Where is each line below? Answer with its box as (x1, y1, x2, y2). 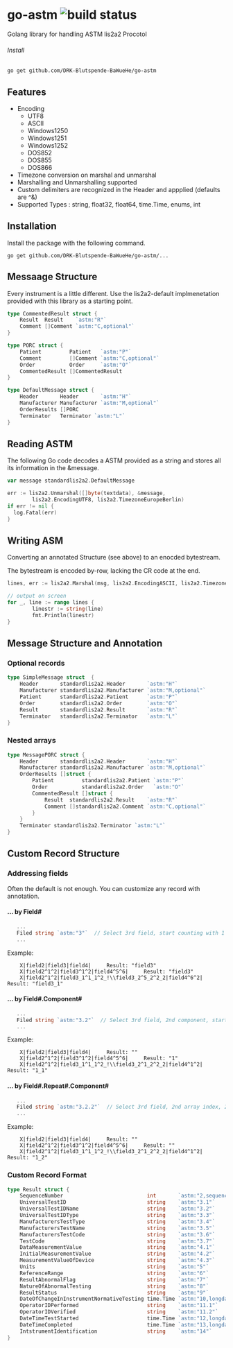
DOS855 (27, 156, 52, 164)
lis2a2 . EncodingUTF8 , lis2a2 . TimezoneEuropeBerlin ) (32, 496, 185, 503)
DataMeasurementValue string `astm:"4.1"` (19, 1244, 216, 1251)
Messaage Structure (7, 271, 98, 283)
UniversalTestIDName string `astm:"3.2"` (19, 1205, 216, 1213)
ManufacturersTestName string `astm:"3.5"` (19, 1225, 216, 1232)
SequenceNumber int (19, 1193, 157, 1200)
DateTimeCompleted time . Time (19, 1321, 175, 1328)
